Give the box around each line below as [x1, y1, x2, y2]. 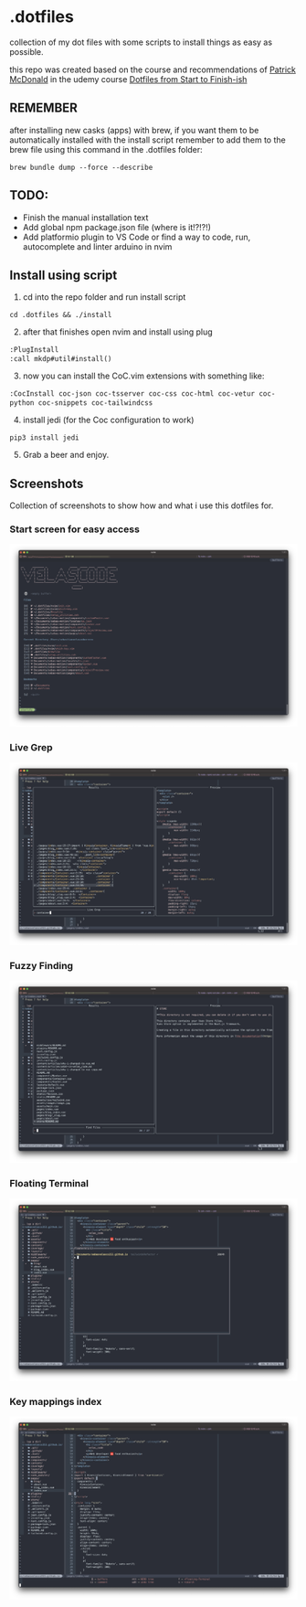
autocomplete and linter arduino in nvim [22, 240, 173, 252]
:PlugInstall [9, 346, 59, 355]
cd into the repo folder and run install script [22, 292, 186, 303]
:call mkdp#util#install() [9, 355, 112, 364]
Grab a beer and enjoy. [22, 450, 110, 461]
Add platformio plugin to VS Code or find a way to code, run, [22, 231, 251, 242]
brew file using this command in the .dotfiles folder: [9, 144, 203, 154]
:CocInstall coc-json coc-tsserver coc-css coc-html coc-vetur [9, 389, 256, 399]
